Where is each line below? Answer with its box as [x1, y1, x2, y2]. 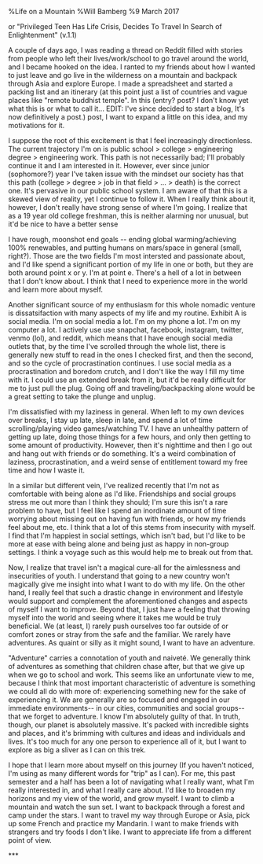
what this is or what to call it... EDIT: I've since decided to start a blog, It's [8, 104, 246, 113]
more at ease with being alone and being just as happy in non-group [8, 539, 229, 549]
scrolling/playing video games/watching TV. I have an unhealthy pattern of [8, 424, 249, 433]
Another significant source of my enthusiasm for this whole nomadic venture [8, 300, 256, 309]
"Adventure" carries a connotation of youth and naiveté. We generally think [8, 653, 251, 663]
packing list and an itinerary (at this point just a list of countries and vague [8, 87, 247, 97]
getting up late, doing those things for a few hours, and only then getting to [8, 432, 251, 441]
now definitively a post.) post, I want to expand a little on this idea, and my [8, 112, 248, 121]
